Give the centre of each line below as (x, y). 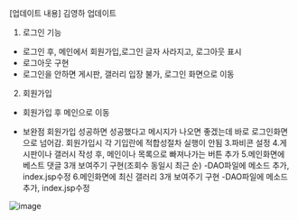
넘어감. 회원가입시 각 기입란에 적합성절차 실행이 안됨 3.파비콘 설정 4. (159, 143)
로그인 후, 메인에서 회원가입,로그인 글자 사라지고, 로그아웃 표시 (132, 51)
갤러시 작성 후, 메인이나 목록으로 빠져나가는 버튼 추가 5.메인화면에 (169, 154)
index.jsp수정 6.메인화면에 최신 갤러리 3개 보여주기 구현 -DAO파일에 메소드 (155, 177)
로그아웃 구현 (46, 63)
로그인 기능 (42, 32)
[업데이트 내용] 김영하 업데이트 (63, 13)
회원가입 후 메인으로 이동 (66, 112)
